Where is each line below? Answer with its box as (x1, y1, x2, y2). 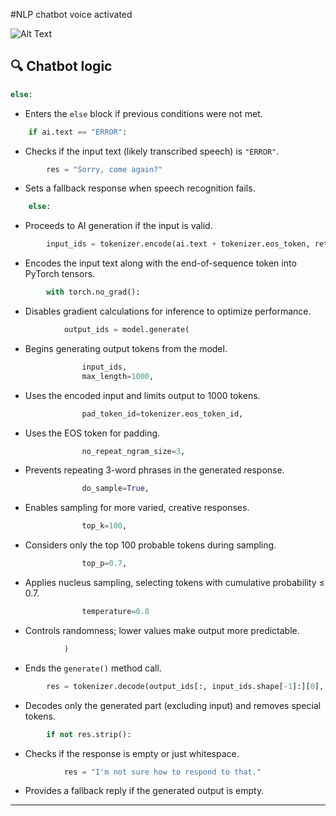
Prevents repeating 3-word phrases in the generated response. (24, 464, 285, 476)
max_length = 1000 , (81, 371, 155, 381)
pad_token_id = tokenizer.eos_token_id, (81, 409, 244, 419)
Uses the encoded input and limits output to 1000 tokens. (24, 389, 261, 401)
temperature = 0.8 (81, 607, 150, 617)
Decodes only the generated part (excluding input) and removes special (24, 699, 322, 711)
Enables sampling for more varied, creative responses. (24, 502, 250, 514)
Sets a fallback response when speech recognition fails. (24, 182, 256, 194)
